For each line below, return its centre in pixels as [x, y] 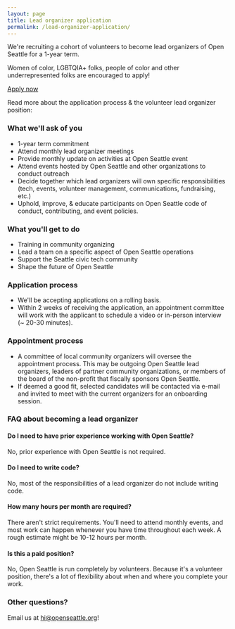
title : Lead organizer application [59, 20]
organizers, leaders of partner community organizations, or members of [122, 371]
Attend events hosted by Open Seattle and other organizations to [112, 166]
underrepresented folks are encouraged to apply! [78, 75]
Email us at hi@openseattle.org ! [53, 617]
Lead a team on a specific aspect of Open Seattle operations [106, 252]
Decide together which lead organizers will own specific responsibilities [121, 181]
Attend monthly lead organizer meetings [76, 151]
